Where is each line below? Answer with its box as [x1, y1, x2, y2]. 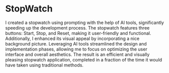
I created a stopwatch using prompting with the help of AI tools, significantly [5, 19, 164, 25]
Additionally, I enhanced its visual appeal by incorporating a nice [5, 35, 140, 41]
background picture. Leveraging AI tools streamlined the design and [5, 40, 147, 46]
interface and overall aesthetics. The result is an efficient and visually [5, 51, 150, 57]
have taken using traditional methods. [5, 62, 83, 68]
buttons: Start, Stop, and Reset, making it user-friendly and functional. [5, 30, 151, 36]
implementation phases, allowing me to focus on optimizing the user [5, 46, 148, 52]
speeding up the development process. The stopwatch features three [5, 24, 150, 30]
